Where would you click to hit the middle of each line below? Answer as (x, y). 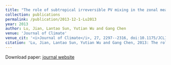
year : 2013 (17, 24)
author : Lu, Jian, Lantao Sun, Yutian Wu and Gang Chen (66, 29)
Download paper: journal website (40, 57)
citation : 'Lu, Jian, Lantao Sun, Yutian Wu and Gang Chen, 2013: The (82, 43)
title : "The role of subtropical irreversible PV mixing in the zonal (82, 10)
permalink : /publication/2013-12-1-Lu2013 (51, 19)
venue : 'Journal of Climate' (36, 33)
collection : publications (33, 15)
